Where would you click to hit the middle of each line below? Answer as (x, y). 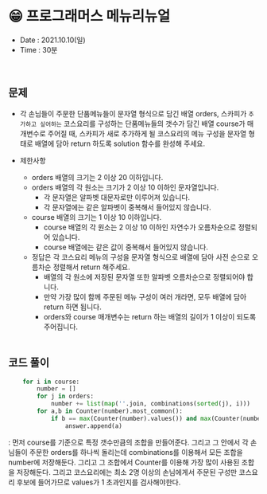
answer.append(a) (94, 426)
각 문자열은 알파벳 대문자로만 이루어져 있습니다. (117, 197)
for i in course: (51, 382)
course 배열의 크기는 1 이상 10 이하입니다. (97, 217)
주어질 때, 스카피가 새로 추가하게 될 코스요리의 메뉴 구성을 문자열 (147, 133)
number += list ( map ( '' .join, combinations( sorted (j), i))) (150, 404)
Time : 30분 (39, 49)
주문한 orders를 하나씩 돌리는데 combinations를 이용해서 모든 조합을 (136, 452)
